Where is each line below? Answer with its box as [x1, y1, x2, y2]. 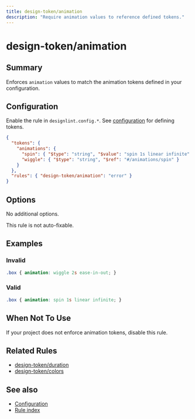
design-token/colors [14, 368, 64, 375]
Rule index [14, 407, 40, 414]
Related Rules [6, 346, 57, 356]
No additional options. [6, 210, 60, 217]
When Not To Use [6, 313, 71, 323]
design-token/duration [14, 361, 69, 368]
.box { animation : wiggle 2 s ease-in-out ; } [6, 270, 117, 276]
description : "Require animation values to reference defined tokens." [6, 14, 184, 20]
